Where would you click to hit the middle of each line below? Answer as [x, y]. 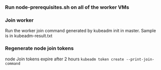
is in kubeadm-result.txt [29, 36]
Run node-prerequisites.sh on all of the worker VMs [67, 7]
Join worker [19, 20]
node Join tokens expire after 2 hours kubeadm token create [65, 59]
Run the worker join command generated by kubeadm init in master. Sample [80, 31]
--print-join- [140, 59]
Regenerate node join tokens [39, 48]
